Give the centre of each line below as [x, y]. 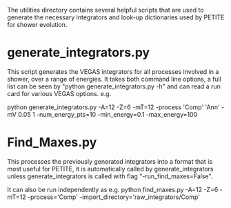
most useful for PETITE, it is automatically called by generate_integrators [110, 169]
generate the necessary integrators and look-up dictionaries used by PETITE [116, 17]
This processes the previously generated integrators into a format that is [110, 161]
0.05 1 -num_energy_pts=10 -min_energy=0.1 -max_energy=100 [108, 114]
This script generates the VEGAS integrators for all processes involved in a [113, 71]
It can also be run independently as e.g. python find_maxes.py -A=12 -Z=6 [113, 189]
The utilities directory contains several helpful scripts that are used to [106, 10]
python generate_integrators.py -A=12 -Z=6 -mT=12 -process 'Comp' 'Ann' [113, 107]
